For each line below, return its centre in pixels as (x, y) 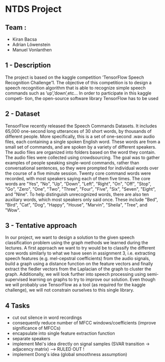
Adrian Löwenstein (31, 45)
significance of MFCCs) (36, 328)
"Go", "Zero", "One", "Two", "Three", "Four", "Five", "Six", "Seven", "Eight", (81, 189)
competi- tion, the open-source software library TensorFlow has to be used (82, 98)
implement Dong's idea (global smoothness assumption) (70, 355)
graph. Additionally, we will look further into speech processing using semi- (82, 274)
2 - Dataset (23, 114)
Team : (16, 27)
